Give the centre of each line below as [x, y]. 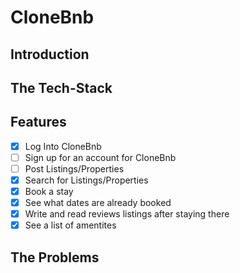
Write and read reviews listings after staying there [127, 214]
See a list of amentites [70, 225]
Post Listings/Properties [74, 168]
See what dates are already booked [98, 203]
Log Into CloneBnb [63, 146]
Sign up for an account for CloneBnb [100, 157]
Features [38, 122]
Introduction [50, 54]
